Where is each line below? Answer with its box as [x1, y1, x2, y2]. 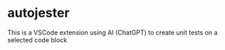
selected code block [7, 35, 68, 44]
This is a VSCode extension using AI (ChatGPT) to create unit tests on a [7, 28, 218, 37]
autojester [7, 5, 70, 21]
